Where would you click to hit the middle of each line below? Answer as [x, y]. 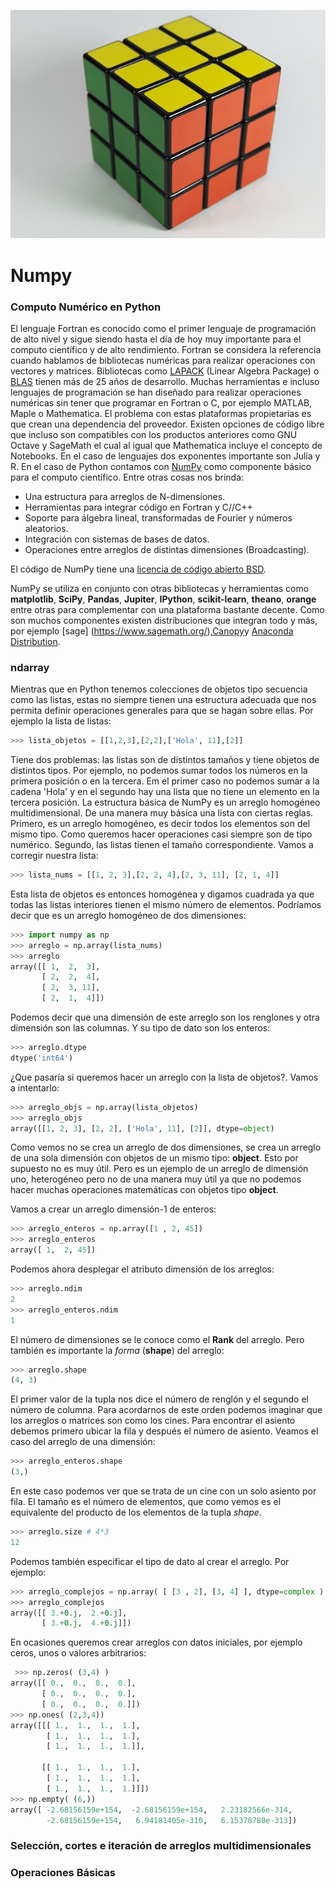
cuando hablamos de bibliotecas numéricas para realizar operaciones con [163, 360]
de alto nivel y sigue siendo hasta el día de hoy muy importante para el [156, 339]
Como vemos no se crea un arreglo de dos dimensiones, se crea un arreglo [166, 1147]
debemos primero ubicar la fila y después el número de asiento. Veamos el [164, 1431]
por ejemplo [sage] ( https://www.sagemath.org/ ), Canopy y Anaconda [152, 631]
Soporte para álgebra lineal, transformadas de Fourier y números [158, 517]
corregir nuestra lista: [54, 856]
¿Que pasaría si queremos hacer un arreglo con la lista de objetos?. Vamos [164, 1077]
